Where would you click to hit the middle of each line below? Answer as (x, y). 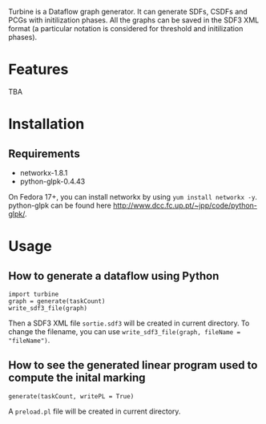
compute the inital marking (77, 378)
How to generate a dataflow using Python (114, 276)
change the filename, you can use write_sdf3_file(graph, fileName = (125, 331)
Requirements (44, 153)
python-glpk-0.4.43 (52, 181)
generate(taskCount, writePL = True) (71, 396)
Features (38, 69)
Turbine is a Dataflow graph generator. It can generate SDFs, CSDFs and (128, 12)
